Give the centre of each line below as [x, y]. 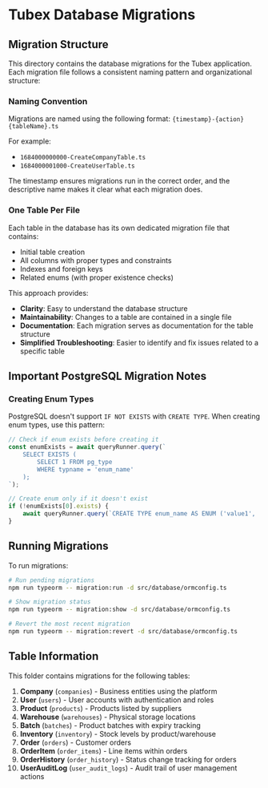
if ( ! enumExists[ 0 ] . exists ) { [59, 507]
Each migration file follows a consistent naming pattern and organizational [130, 72]
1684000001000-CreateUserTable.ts [77, 166]
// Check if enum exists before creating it [84, 440]
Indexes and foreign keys [61, 269]
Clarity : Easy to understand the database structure [104, 308]
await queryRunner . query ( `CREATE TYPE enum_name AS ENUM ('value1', [139, 514]
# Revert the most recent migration [69, 624]
